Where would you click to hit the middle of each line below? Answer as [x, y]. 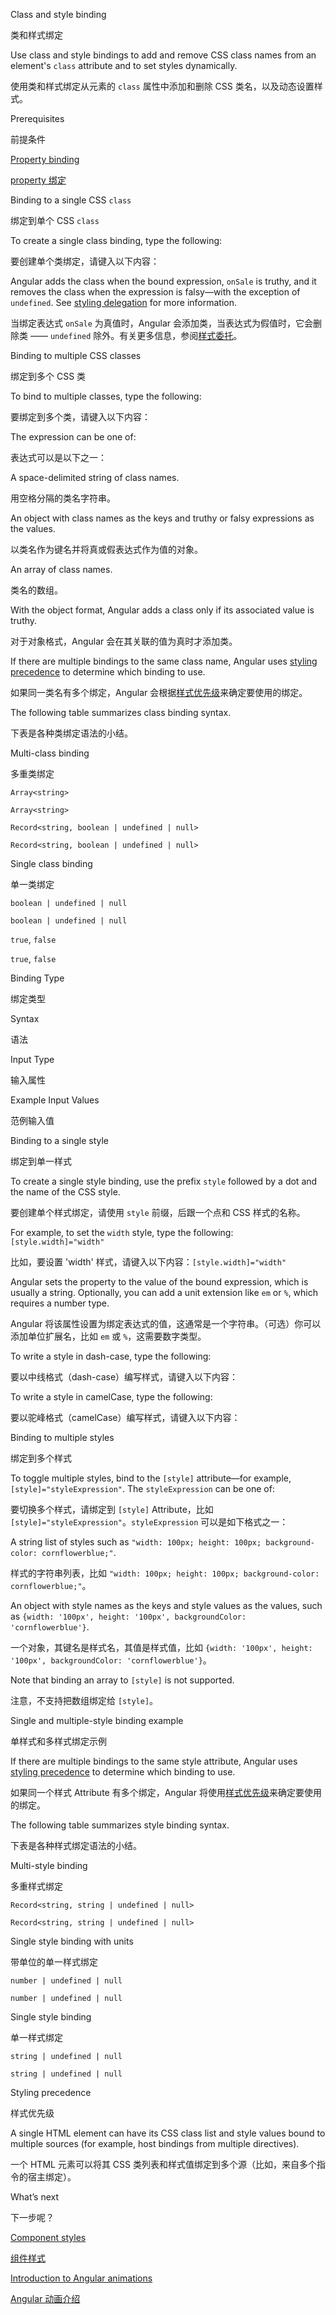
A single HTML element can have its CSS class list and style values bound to [168, 2133]
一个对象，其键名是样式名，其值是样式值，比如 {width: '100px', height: [161, 1647]
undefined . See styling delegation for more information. [124, 302]
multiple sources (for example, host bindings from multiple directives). [155, 2143]
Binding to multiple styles [62, 1437]
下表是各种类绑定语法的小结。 [71, 733]
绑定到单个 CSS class [55, 220]
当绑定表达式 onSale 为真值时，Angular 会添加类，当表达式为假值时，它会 [162, 323]
